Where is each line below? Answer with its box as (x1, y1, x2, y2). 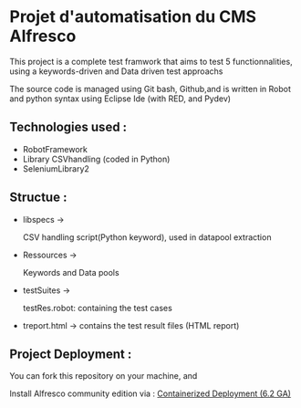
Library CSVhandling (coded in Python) (22, 153, 171, 164)
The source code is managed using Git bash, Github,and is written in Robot (9, 83, 292, 94)
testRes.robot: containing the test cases (22, 302, 173, 313)
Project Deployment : (9, 346, 132, 361)
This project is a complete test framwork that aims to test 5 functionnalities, (9, 56, 294, 67)
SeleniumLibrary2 (22, 162, 89, 174)
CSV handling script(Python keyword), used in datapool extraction (22, 231, 272, 243)
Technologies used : (9, 120, 128, 135)
